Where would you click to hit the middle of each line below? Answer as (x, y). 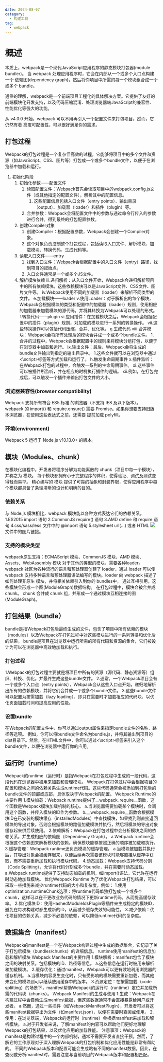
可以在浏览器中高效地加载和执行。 (47, 647)
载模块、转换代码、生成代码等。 (58, 250)
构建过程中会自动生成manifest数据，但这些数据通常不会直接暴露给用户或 (77, 1000)
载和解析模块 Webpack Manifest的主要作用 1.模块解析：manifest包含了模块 (80, 957)
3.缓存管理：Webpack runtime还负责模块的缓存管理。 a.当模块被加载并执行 (80, 849)
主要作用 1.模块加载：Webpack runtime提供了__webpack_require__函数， (78, 800)
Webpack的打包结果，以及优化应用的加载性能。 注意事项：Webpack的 (76, 1030)
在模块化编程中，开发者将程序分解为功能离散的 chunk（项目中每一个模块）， (81, 469)
